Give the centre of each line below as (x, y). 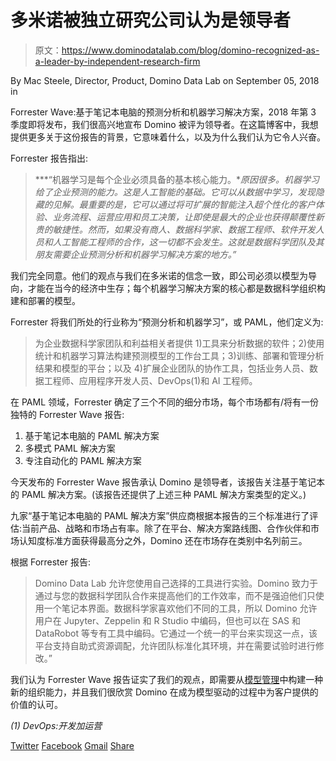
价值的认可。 (36, 704)
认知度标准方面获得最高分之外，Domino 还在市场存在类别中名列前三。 (163, 540)
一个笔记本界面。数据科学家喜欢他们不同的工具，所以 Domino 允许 (180, 608)
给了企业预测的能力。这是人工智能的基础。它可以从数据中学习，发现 (175, 192)
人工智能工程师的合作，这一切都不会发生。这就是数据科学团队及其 (188, 242)
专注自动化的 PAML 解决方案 (83, 460)
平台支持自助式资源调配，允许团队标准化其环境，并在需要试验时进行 (175, 645)
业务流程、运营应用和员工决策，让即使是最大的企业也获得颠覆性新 (188, 217)
